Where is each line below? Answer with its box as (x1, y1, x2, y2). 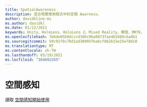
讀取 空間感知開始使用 (5, 97, 50, 103)
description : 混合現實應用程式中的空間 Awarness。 (5, 12, 102, 17)
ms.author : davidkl (5, 21, 45, 26)
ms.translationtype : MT (5, 43, 54, 48)
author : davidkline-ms (5, 16, 52, 21)
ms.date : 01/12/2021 (5, 25, 48, 30)
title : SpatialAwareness (5, 7, 56, 12)
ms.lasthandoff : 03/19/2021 (5, 52, 63, 58)
